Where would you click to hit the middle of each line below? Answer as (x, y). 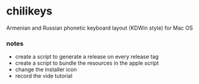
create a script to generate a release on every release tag (87, 57)
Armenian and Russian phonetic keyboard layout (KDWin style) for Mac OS (99, 28)
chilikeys (29, 11)
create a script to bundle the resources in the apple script (87, 63)
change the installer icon (46, 69)
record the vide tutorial (44, 76)
